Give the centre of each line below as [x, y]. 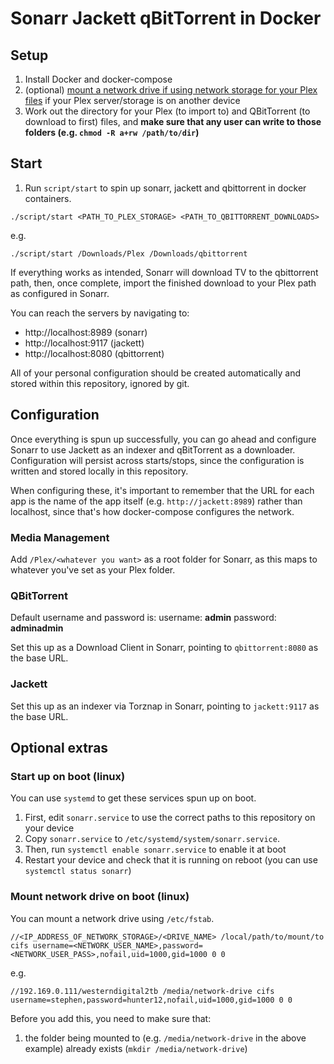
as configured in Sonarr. [60, 293]
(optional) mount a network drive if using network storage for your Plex [171, 90]
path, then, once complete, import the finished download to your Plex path [163, 283]
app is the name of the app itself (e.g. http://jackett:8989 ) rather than [156, 501]
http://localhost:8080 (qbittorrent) [94, 353]
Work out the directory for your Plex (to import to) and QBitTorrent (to [167, 111]
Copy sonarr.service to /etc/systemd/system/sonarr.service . [152, 839]
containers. [48, 198]
